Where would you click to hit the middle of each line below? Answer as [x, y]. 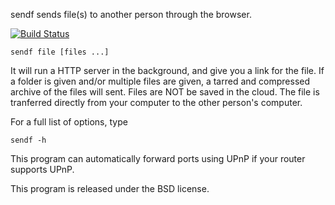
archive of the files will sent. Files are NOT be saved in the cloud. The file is [165, 92]
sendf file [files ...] [60, 52]
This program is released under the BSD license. [110, 188]
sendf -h [28, 140]
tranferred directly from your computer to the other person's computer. [156, 102]
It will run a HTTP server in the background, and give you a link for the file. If [167, 70]
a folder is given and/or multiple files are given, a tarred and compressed [160, 81]
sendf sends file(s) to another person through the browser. [131, 14]
